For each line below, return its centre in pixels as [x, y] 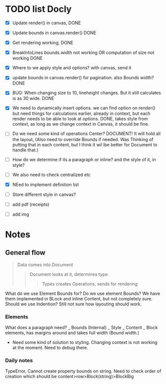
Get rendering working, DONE [43, 43]
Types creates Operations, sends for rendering [90, 284]
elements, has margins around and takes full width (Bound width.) [72, 333]
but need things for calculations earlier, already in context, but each [81, 114]
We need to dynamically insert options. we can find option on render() [84, 108]
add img [21, 214]
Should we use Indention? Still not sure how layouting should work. [74, 304]
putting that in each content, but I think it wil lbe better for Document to [85, 144]
